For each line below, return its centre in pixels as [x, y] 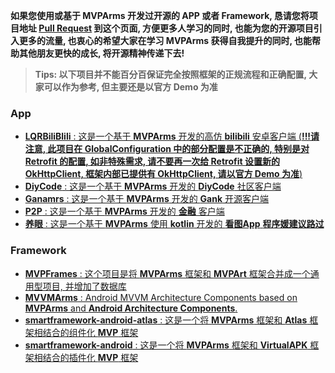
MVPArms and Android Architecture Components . [131, 308]
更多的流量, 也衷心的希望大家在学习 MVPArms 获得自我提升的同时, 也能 [165, 40]
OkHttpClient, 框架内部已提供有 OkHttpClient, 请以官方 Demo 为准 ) [163, 174]
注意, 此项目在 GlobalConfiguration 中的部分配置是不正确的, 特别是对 [167, 149]
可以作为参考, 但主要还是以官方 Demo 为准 [130, 87]
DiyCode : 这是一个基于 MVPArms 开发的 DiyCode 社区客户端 [153, 186]
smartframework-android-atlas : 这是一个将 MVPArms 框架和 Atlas [166, 320]
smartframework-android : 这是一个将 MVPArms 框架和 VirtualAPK [166, 345]
